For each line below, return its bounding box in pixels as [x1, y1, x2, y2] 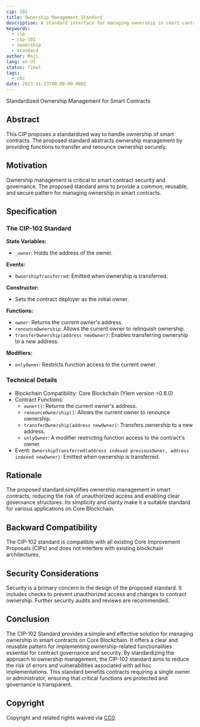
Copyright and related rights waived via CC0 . [6, 714, 117, 721]
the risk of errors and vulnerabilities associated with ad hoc [6, 661, 152, 669]
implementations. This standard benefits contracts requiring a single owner [6, 668, 190, 675]
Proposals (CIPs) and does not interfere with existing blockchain [6, 545, 164, 552]
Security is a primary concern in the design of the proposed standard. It [6, 584, 182, 591]
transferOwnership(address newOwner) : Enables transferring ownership [14, 332, 189, 339]
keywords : [6, 25, 31, 32]
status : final [6, 64, 42, 70]
